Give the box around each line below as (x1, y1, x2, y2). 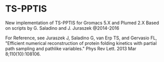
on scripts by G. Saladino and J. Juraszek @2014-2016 (5, 25, 119, 31)
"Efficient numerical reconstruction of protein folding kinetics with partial (5, 40, 157, 46)
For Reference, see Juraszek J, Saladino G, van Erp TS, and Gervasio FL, (5, 35, 157, 41)
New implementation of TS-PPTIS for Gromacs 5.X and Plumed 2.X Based (5, 20, 159, 26)
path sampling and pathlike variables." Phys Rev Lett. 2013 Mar (5, 45, 137, 51)
